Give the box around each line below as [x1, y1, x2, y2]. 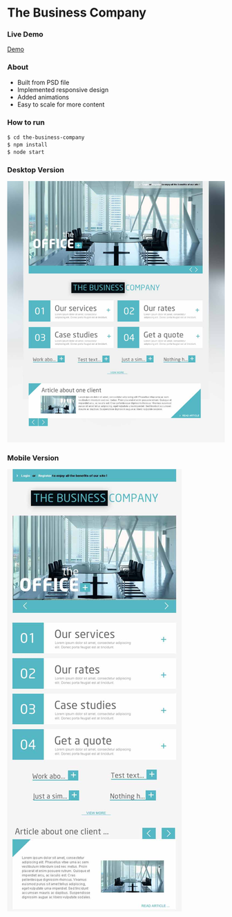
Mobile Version [7, 453, 59, 462]
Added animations [17, 93, 69, 101]
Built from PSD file [17, 78, 70, 86]
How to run [7, 117, 45, 127]
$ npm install [7, 141, 48, 148]
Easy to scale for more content [17, 100, 105, 108]
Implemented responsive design [17, 85, 109, 94]
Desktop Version [7, 164, 64, 174]
